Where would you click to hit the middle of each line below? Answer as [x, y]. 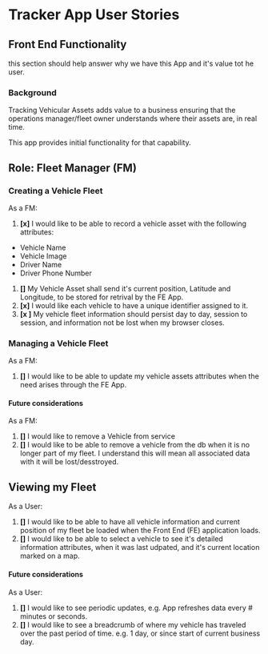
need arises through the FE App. [73, 385]
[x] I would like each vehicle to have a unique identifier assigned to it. [134, 305]
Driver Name [41, 264]
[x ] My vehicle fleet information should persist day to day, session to [134, 314]
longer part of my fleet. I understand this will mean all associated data [135, 453]
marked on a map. [50, 556]
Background [33, 92]
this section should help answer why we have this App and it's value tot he [131, 63]
